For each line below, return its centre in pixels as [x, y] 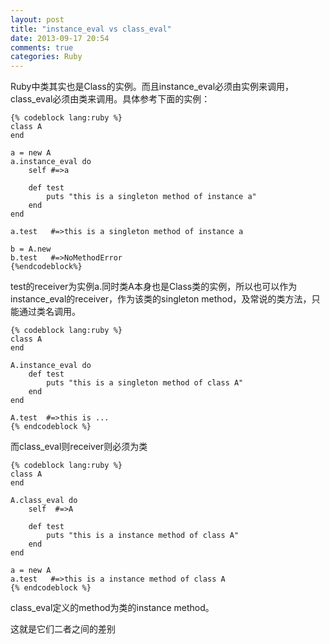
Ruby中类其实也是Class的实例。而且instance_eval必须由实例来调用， [152, 87]
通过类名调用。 [49, 312]
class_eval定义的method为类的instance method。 [112, 608]
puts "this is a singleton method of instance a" [151, 197]
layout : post [37, 19]
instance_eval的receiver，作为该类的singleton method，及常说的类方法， [161, 299]
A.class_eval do [44, 501]
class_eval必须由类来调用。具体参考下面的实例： [110, 99]
